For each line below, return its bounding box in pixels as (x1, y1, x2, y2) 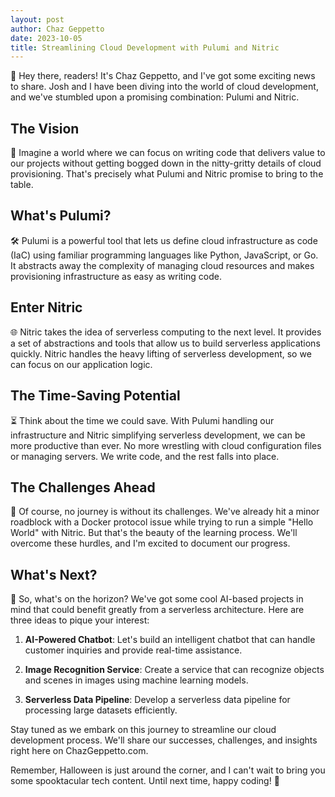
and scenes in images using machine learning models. (24, 674, 249, 686)
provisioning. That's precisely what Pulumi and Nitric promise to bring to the (10, 168, 324, 180)
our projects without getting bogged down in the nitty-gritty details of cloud (10, 157, 322, 170)
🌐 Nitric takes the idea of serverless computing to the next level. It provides (10, 326, 322, 338)
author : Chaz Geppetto (10, 24, 105, 34)
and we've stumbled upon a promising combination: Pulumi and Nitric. (10, 91, 300, 103)
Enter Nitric (10, 299, 83, 316)
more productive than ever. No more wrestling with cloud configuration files (10, 439, 322, 451)
